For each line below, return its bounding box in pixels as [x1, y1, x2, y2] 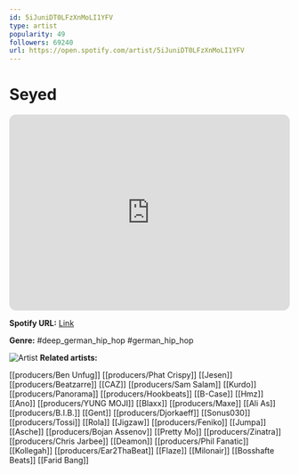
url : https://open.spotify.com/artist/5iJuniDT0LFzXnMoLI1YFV [9, 46, 245, 55]
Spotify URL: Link [9, 318, 75, 329]
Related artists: [39, 353, 98, 364]
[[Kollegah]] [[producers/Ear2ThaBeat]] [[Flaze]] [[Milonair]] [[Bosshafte [9, 445, 275, 456]
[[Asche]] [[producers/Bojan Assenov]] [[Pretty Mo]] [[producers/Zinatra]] [9, 427, 282, 437]
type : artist [9, 21, 58, 30]
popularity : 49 [9, 29, 66, 38]
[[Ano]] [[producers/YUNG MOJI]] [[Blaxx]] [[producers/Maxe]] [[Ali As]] [9, 398, 276, 409]
